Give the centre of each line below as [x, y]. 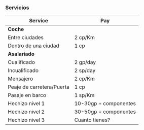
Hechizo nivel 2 [26, 112]
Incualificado [23, 71]
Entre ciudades [26, 38]
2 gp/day [85, 62]
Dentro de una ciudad [33, 46]
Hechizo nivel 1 [26, 104]
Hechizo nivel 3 [26, 120]
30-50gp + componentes [105, 112]
